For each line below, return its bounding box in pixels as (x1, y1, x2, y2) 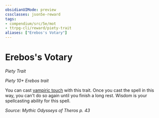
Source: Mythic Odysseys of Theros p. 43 (5, 107, 90, 113)
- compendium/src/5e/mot (5, 21, 56, 26)
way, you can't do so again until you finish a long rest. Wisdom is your (5, 92, 147, 98)
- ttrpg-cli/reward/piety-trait (5, 26, 72, 31)
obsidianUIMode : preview (5, 7, 56, 12)
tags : (5, 16, 16, 21)
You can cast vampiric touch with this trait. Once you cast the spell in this (5, 87, 155, 93)
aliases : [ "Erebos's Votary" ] (5, 30, 68, 35)
